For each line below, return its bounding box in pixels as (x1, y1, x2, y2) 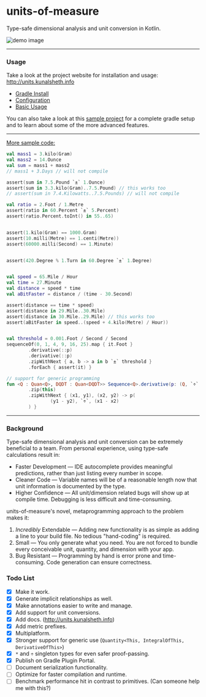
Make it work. (15, 588, 50, 595)
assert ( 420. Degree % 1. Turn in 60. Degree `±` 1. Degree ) (6, 257, 152, 263)
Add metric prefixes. (15, 622, 67, 630)
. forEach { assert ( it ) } (28, 364, 92, 370)
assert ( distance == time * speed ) (6, 302, 95, 308)
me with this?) (15, 685, 51, 692)
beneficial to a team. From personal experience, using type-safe (6, 445, 169, 452)
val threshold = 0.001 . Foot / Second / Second (6, 336, 128, 342)
